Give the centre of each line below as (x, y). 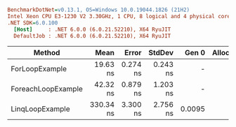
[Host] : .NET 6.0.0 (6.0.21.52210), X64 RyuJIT (92, 29)
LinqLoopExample (40, 109)
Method (47, 53)
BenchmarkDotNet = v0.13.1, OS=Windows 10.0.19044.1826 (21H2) (99, 10)
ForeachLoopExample (47, 89)
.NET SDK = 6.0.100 (33, 23)
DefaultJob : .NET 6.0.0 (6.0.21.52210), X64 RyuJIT (92, 36)
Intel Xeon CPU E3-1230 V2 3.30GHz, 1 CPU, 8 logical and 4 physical (111, 16)
